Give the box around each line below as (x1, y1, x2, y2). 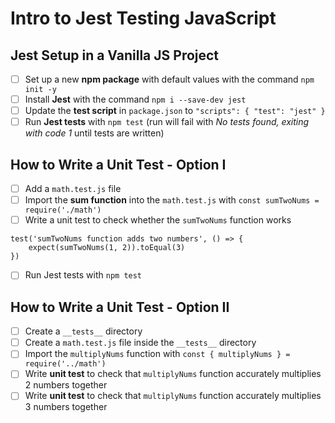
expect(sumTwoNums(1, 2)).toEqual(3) (28, 243, 186, 253)
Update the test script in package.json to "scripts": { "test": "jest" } (24, 105, 326, 117)
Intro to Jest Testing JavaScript (10, 7, 277, 30)
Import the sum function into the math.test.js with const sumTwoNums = (24, 194, 320, 206)
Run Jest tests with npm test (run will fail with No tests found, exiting (24, 116, 310, 128)
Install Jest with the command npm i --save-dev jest (24, 93, 247, 106)
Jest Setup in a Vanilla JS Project (10, 47, 220, 64)
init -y (24, 85, 57, 95)
